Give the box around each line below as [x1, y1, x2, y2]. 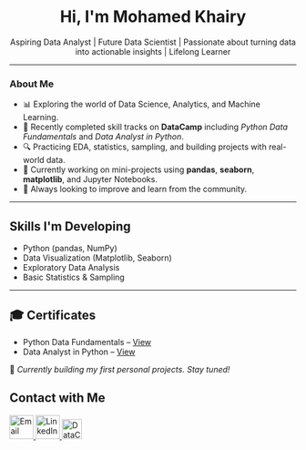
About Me [9, 77, 55, 90]
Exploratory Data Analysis [22, 262, 120, 273]
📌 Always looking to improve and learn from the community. [22, 184, 248, 195]
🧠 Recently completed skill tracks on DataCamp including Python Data [22, 121, 289, 133]
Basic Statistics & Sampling [22, 271, 125, 283]
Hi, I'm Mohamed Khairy [59, 6, 247, 27]
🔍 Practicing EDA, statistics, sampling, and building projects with [22, 141, 267, 152]
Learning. [22, 112, 59, 123]
